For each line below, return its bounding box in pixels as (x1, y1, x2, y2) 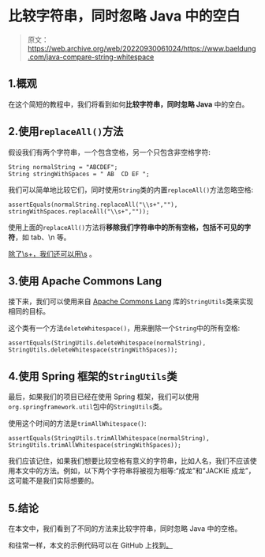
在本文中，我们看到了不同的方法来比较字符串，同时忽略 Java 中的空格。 (8, 524, 242, 533)
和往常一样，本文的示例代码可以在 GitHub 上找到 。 (8, 540, 174, 550)
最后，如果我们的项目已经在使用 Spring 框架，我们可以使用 (8, 392, 200, 401)
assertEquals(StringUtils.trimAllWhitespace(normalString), (8, 435, 211, 442)
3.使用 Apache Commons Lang (8, 274, 162, 288)
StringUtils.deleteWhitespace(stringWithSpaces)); (8, 346, 178, 354)
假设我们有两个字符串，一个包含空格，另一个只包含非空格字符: (8, 147, 211, 156)
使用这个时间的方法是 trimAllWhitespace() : (8, 419, 147, 428)
